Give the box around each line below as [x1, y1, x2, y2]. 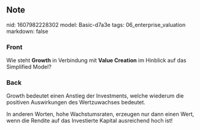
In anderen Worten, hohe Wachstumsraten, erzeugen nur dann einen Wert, [6, 110, 194, 118]
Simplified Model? [6, 63, 52, 71]
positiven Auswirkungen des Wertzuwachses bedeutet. [6, 99, 146, 106]
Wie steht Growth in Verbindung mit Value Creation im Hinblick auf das [6, 57, 187, 64]
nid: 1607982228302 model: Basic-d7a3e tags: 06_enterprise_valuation [6, 21, 186, 28]
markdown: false [6, 27, 49, 35]
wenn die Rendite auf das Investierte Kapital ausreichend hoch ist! [6, 117, 173, 125]
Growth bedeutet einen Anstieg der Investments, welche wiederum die [6, 92, 184, 99]
